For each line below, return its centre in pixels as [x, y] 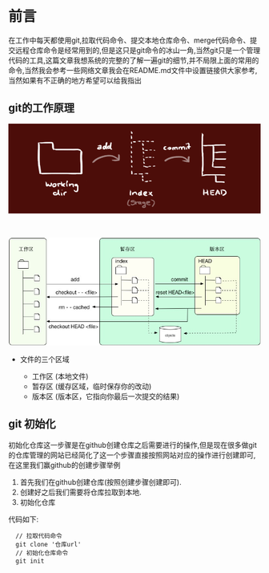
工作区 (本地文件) [60, 376]
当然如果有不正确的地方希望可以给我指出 [75, 80]
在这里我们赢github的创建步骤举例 [64, 465]
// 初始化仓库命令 [42, 553]
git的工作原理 [41, 108]
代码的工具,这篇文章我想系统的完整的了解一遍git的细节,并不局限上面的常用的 [134, 60]
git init [30, 561]
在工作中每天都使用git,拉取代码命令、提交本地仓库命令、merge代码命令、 [129, 40]
